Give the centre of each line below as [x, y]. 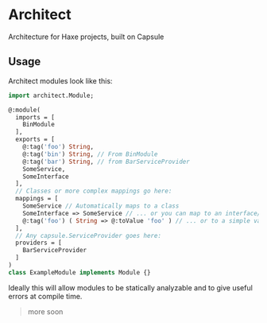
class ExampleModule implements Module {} [79, 272]
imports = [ [35, 117]
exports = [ [35, 140]
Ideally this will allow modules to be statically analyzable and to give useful [130, 287]
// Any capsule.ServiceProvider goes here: [88, 235]
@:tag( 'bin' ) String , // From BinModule [90, 154]
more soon [45, 311]
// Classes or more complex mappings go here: [94, 191]
